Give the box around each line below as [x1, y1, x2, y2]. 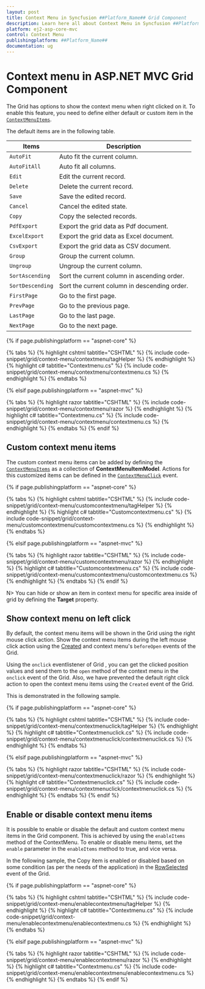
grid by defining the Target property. [6, 596, 99, 603]
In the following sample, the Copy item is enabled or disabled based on [6, 857, 185, 864]
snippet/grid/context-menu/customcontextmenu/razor [6, 558, 143, 565]
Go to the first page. [59, 291, 117, 300]
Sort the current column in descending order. [59, 281, 189, 290]
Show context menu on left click [6, 613, 131, 624]
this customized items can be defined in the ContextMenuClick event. [6, 472, 179, 479]
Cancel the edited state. [59, 202, 128, 210]
